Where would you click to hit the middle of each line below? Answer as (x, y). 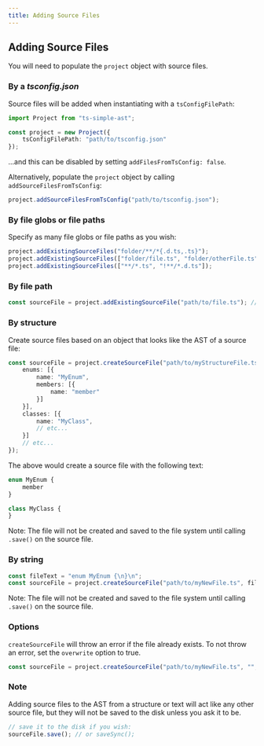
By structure (33, 323)
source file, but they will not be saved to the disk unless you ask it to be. (125, 712)
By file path (30, 286)
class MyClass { (35, 509)
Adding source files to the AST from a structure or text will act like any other (131, 704)
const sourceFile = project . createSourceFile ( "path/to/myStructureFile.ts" (135, 362)
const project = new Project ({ (59, 132)
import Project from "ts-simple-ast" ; (71, 118)
